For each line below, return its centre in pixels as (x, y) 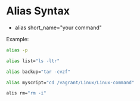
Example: (18, 39)
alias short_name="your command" (58, 27)
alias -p (17, 50)
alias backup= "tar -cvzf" (38, 72)
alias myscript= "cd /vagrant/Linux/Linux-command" (70, 82)
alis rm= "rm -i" (26, 93)
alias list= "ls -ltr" (33, 61)
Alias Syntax (38, 11)
